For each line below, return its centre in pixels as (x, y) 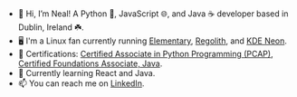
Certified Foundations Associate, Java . (90, 63)
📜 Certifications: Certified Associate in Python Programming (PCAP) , (145, 54)
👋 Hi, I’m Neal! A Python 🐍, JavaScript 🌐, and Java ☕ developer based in (153, 14)
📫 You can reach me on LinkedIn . (81, 83)
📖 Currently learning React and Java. (86, 73)
